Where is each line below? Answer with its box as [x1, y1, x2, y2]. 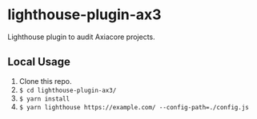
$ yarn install [18, 94, 70, 103]
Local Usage [7, 55, 71, 69]
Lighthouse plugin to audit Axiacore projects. [7, 32, 155, 42]
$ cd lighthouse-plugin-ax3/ [18, 86, 117, 94]
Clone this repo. [18, 76, 72, 85]
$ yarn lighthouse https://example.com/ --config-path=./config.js [18, 103, 249, 111]
